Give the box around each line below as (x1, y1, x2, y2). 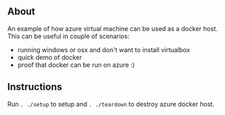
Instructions (7, 81, 62, 93)
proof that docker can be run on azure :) (17, 60, 135, 69)
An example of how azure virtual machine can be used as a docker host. (7, 24, 218, 32)
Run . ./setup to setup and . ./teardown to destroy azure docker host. (7, 99, 214, 108)
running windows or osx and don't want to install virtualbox (17, 45, 190, 54)
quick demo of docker (17, 53, 83, 61)
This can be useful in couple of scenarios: (7, 32, 129, 40)
